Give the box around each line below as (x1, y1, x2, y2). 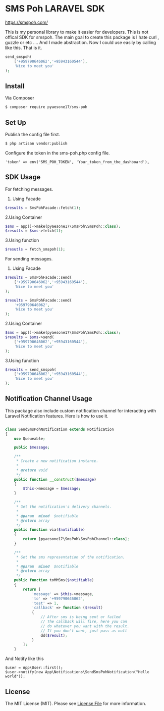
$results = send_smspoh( (5, 367, 56, 372)
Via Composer (5, 95, 35, 101)
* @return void (16, 467, 48, 473)
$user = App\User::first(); (5, 665, 63, 670)
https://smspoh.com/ (5, 19, 48, 25)
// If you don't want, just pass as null (40, 628, 127, 633)
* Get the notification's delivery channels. (16, 505, 112, 509)
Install (5, 82, 25, 90)
